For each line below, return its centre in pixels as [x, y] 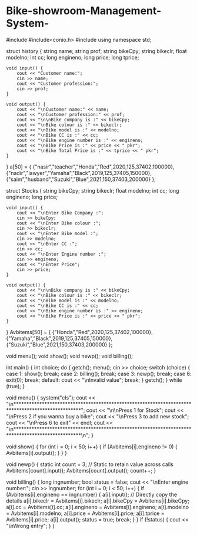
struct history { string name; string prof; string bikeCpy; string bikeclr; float [96, 51]
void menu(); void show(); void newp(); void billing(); [70, 356]
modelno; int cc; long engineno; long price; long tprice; [73, 57]
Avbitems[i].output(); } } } [37, 453]
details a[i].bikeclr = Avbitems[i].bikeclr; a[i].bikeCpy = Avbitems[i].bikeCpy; [98, 501]
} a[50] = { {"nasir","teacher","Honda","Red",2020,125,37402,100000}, [90, 167]
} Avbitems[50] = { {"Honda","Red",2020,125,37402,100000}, [79, 332]
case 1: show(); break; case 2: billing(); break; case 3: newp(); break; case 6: [99, 374]
